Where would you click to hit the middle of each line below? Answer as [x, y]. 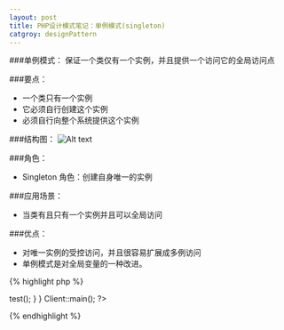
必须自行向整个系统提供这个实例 [80, 120]
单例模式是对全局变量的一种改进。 [84, 264]
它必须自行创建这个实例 [65, 109]
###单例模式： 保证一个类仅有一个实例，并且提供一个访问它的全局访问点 [142, 60]
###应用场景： [36, 196]
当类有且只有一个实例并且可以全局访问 [92, 215]
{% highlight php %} [47, 282]
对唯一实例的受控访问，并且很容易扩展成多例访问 [111, 253]
